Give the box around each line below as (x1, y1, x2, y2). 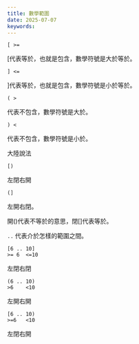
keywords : (7, 23, 36, 30)
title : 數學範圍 (7, 10, 50, 17)
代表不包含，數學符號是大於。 (7, 108, 92, 116)
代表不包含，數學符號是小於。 (7, 135, 92, 143)
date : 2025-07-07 (7, 17, 57, 23)
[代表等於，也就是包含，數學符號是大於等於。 (7, 54, 136, 63)
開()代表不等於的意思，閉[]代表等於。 (7, 217, 113, 226)
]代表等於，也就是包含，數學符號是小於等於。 (7, 81, 136, 89)
